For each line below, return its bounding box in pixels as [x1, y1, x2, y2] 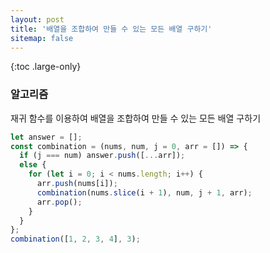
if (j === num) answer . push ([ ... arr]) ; [19, 151, 186, 161]
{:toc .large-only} [10, 61, 82, 73]
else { [19, 160, 47, 170]
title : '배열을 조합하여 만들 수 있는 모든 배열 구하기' [10, 24, 213, 34]
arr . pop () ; [36, 197, 83, 207]
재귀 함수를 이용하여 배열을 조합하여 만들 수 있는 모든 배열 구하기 [10, 112, 262, 124]
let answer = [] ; [10, 132, 83, 142]
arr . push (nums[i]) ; [36, 179, 118, 189]
